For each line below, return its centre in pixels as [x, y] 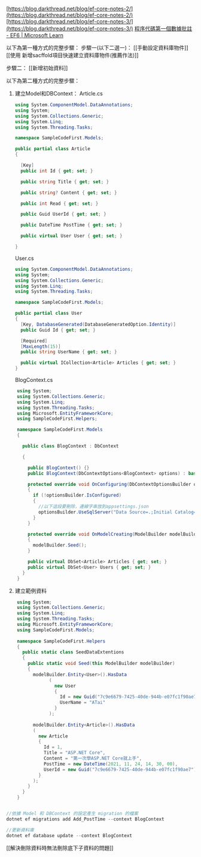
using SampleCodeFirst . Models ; [56, 630]
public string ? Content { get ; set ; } [69, 192]
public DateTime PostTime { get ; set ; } [71, 225]
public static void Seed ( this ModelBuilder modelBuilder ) [101, 664]
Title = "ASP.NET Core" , [75, 753]
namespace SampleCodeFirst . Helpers [61, 641]
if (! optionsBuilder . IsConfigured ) [77, 495]
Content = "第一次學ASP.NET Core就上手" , [93, 759]
